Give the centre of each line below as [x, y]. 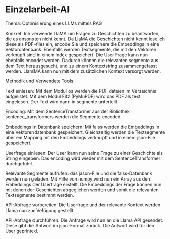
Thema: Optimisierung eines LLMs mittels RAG [54, 23]
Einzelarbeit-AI [38, 9]
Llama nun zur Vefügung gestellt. [40, 210]
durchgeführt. [20, 163]
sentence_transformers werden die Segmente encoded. [63, 117]
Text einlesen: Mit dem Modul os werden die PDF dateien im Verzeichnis [81, 91]
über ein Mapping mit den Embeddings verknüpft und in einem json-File [80, 137]
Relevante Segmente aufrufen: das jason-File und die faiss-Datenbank [79, 173]
